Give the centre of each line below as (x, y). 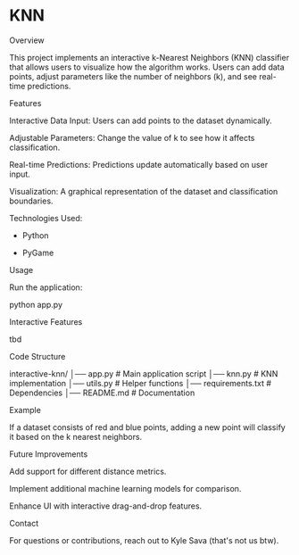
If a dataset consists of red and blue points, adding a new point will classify (147, 427)
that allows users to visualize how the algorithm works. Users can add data (147, 67)
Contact (24, 523)
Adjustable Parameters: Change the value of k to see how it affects (132, 137)
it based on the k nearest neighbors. (76, 436)
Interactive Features (46, 321)
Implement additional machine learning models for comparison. (125, 488)
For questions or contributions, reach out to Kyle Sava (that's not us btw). (144, 540)
